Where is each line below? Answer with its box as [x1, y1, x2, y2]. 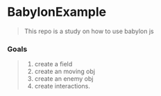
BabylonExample [7, 4, 106, 20]
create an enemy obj [34, 75, 94, 83]
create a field [34, 60, 73, 68]
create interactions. [34, 82, 90, 90]
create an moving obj [34, 67, 96, 76]
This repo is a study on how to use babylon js [24, 27, 154, 35]
